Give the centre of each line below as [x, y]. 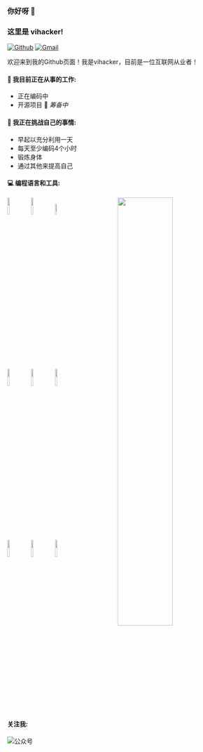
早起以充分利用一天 [45, 139]
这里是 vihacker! [35, 32]
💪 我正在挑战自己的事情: [42, 123]
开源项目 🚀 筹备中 [43, 105]
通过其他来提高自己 [45, 166]
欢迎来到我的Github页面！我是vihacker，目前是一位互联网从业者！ [103, 62]
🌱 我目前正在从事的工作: [42, 79]
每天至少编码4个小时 [47, 148]
